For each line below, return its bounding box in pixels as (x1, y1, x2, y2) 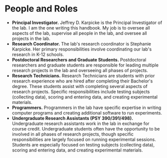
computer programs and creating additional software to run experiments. (11, 109, 162, 115)
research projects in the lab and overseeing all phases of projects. (11, 67, 148, 73)
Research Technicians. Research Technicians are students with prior (11, 72, 155, 78)
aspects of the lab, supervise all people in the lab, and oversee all (11, 30, 147, 36)
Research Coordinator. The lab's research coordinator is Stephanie (11, 40, 151, 46)
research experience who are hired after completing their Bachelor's (11, 78, 153, 84)
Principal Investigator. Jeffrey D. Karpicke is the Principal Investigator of (11, 19, 162, 25)
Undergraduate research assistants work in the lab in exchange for (11, 120, 149, 126)
